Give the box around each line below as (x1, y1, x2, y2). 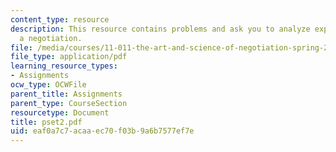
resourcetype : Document (10, 107, 110, 118)
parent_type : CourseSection (10, 98, 128, 108)
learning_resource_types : (10, 61, 118, 71)
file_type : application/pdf (10, 52, 128, 62)
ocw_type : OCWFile (10, 80, 87, 90)
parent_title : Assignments (10, 89, 123, 99)
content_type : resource (10, 14, 110, 25)
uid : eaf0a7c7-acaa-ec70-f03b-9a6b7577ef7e (10, 126, 195, 136)
